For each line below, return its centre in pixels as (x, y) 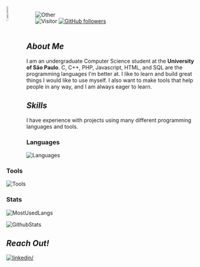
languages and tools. (52, 127)
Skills (37, 106)
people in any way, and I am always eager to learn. (89, 86)
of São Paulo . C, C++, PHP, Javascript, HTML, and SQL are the (104, 67)
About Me (45, 47)
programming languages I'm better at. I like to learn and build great (109, 74)
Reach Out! (28, 243)
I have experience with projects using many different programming (109, 120)
